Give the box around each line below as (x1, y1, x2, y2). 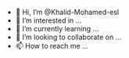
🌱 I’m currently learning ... (15, 24, 99, 33)
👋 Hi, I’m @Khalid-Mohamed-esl (15, 8, 120, 16)
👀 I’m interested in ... (15, 16, 82, 25)
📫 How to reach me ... (15, 42, 88, 50)
